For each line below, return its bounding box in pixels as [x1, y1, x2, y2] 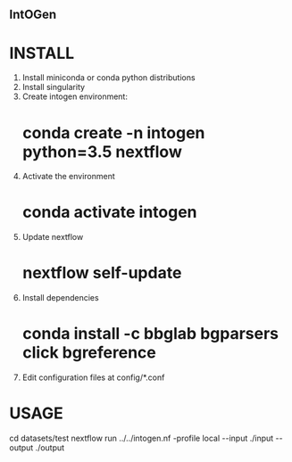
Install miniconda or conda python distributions [21, 72, 196, 83]
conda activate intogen [21, 202, 198, 222]
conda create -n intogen [21, 122, 205, 143]
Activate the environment [21, 171, 116, 182]
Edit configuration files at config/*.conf [21, 372, 165, 383]
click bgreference [21, 342, 156, 363]
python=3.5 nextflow [21, 142, 183, 161]
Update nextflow [21, 232, 84, 243]
